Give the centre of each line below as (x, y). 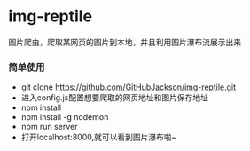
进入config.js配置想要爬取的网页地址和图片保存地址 (115, 98)
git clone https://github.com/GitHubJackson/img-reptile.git (129, 87)
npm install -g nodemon (65, 117)
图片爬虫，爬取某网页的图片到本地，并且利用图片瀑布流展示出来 (125, 42)
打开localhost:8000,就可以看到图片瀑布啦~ (99, 137)
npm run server (49, 127)
